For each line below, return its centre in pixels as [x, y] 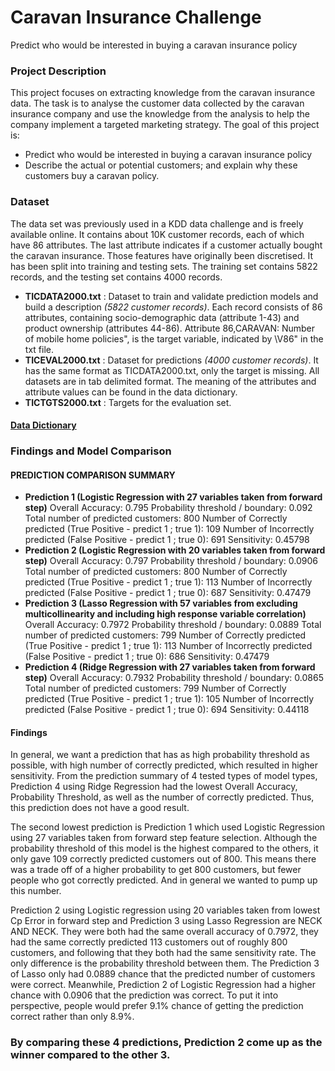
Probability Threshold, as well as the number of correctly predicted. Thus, [162, 797]
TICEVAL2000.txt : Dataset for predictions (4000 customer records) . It [171, 360]
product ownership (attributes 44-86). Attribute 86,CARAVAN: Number [170, 328]
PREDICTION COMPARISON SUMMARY [93, 475]
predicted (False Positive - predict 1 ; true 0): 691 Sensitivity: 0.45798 [167, 540]
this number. [36, 891]
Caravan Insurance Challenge [136, 17]
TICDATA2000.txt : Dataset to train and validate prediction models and [171, 296]
